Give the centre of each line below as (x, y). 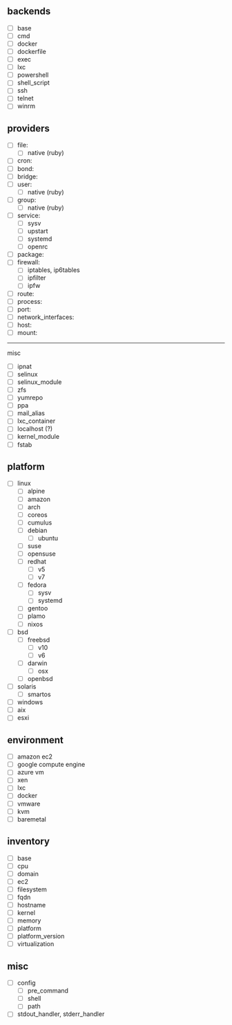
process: (30, 301)
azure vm (30, 772)
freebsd (39, 640)
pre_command (48, 991)
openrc (38, 247)
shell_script (33, 83)
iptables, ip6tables (54, 270)
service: (29, 215)
